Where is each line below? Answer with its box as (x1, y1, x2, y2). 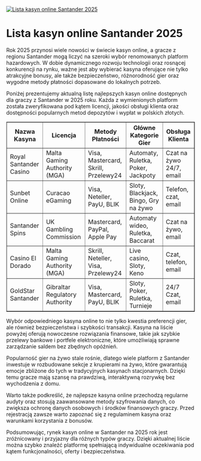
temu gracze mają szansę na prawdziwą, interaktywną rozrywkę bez (6, 373, 175, 381)
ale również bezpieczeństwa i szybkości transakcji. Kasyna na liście (6, 324, 173, 331)
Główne (133, 123, 156, 132)
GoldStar (10, 287, 35, 295)
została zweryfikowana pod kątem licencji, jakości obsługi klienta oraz (6, 103, 179, 110)
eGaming (45, 196, 72, 204)
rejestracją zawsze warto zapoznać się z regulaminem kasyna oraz (6, 411, 172, 418)
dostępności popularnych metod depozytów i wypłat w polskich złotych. (6, 109, 185, 116)
